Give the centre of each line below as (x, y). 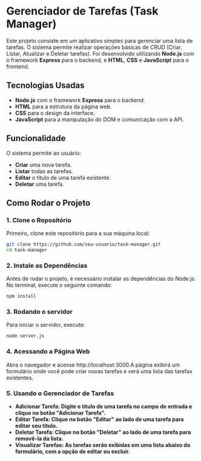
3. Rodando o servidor (39, 312)
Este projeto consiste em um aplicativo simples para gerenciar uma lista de (100, 41)
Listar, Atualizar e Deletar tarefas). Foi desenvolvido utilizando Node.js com (100, 53)
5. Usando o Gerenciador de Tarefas (60, 393)
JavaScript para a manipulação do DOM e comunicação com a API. (99, 119)
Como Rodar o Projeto (48, 203)
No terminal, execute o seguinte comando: (59, 285)
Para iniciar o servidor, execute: (46, 325)
